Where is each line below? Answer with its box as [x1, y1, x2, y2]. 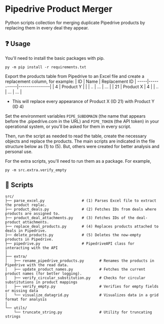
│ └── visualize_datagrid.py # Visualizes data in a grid [5, 293, 159, 298]
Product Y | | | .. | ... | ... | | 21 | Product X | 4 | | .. [62, 83, 159, 89]
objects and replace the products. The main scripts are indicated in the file [5, 138, 155, 144]
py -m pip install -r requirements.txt [5, 65, 87, 70]
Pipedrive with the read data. [5, 262, 69, 268]
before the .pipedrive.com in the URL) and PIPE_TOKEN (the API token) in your [5, 118, 159, 124]
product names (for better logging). [5, 271, 82, 276]
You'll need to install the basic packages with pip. [5, 55, 105, 61]
